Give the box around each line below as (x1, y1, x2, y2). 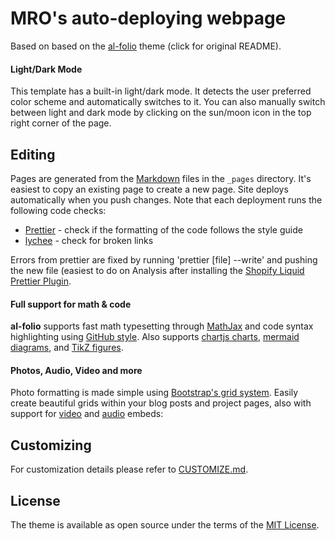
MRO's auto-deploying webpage (10, 7, 287, 30)
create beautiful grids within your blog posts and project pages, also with (10, 397, 312, 409)
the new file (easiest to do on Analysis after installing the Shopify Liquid (10, 264, 305, 276)
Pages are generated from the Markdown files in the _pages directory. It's (10, 172, 312, 184)
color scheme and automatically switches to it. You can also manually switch (10, 96, 326, 108)
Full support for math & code (10, 298, 132, 310)
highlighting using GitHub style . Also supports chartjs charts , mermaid (10, 331, 300, 343)
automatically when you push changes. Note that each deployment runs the (10, 193, 323, 206)
